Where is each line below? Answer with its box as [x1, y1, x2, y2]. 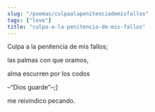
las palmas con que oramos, [7, 56, 89, 64]
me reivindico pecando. [7, 97, 76, 105]
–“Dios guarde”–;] [7, 83, 58, 92]
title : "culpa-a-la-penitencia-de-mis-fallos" [7, 23, 146, 30]
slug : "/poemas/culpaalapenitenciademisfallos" [7, 10, 149, 17]
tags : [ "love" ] [7, 17, 52, 24]
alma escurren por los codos [7, 69, 90, 78]
